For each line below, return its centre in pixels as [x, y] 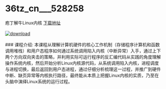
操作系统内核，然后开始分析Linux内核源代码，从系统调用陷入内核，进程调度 [82, 63]
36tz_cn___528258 [45, 9]
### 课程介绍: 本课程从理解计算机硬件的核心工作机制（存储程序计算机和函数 [83, 44]
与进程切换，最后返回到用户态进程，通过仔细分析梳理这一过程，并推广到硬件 [83, 69]
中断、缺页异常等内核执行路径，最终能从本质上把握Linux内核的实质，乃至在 [82, 75]
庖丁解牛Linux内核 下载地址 [33, 23]
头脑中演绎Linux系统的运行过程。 [39, 81]
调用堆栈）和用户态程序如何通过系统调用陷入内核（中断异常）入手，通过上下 [83, 51]
